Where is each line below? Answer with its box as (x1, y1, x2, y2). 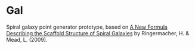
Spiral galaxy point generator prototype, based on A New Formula (6, 23, 168, 30)
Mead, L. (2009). (6, 36, 48, 43)
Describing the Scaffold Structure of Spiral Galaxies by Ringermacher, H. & (6, 29, 190, 36)
